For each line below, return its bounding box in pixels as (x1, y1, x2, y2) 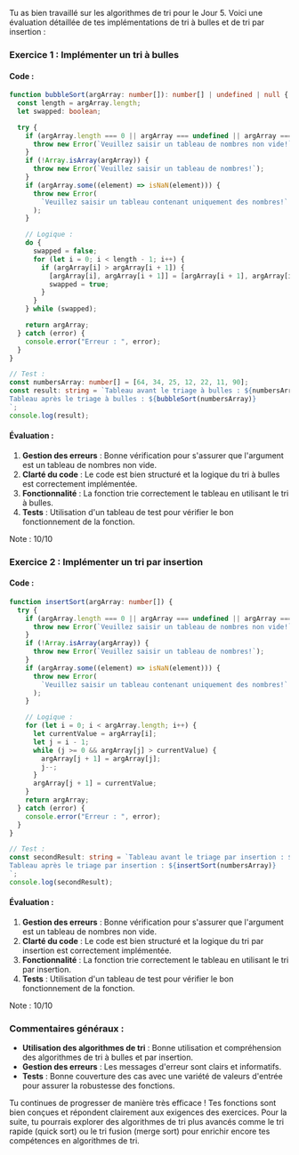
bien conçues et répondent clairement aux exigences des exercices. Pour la (9, 1107, 287, 1118)
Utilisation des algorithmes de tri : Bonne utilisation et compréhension (21, 1043, 282, 1054)
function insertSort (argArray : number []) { (9, 597, 174, 606)
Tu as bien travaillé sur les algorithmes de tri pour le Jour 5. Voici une (9, 8, 263, 18)
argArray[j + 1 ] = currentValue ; (32, 779, 158, 788)
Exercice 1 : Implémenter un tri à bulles (9, 48, 180, 61)
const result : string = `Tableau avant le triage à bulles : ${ (9, 386, 253, 395)
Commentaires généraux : (9, 1022, 125, 1035)
